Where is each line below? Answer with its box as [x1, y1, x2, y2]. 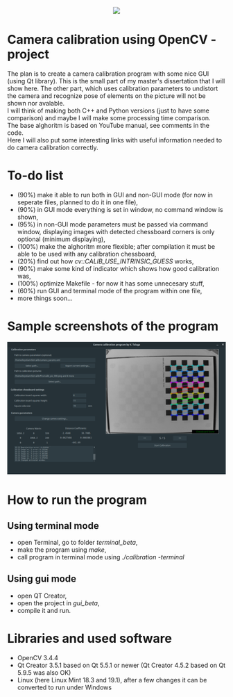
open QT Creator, [17, 591, 67, 600]
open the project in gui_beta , [17, 598, 100, 607]
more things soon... [17, 294, 73, 302]
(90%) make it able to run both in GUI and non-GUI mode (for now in [17, 190, 213, 199]
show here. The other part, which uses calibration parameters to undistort [7, 84, 218, 92]
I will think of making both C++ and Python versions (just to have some [7, 106, 209, 115]
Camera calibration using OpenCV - [7, 32, 217, 48]
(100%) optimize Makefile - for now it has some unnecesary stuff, [17, 279, 205, 288]
